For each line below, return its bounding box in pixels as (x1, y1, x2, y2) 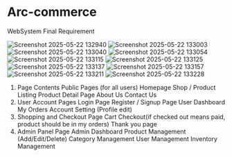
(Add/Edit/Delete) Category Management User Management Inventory (17, 134, 218, 142)
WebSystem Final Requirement (7, 27, 95, 35)
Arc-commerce (7, 4, 97, 20)
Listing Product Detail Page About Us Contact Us (17, 91, 157, 99)
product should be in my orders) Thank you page (17, 120, 158, 128)
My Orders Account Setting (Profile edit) (17, 105, 133, 113)
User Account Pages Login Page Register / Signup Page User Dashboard (17, 98, 225, 106)
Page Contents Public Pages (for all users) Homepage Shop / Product (17, 83, 216, 91)
